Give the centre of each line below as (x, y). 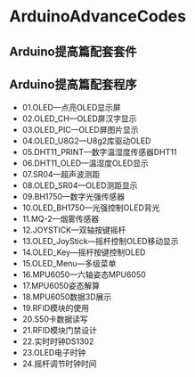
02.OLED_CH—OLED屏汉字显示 (79, 119)
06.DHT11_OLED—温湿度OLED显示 (85, 163)
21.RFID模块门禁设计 (60, 331)
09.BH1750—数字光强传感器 (73, 197)
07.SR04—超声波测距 (61, 175)
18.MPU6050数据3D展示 (67, 297)
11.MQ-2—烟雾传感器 (61, 219)
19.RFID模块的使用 (55, 308)
